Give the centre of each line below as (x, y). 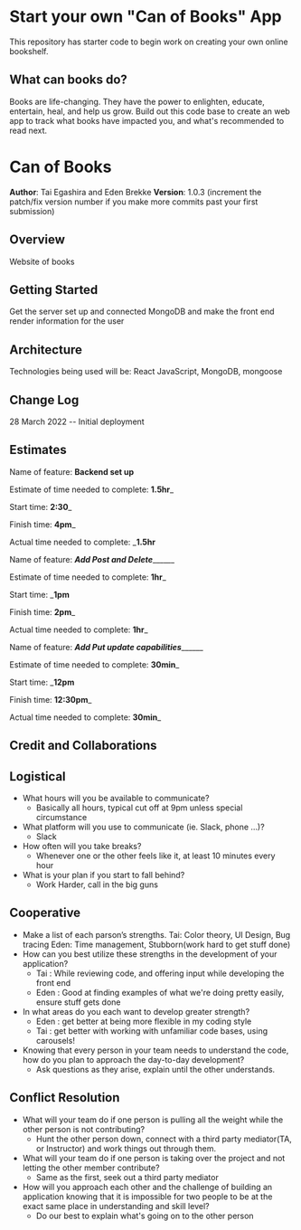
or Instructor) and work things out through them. (126, 1148)
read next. (28, 130)
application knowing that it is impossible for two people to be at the (147, 1197)
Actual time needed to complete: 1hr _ (79, 629)
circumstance (61, 817)
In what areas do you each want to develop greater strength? (136, 1011)
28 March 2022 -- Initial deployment (77, 421)
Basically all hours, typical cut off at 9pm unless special (139, 808)
